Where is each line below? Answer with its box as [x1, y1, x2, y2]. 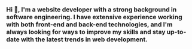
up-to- [166, 27, 187, 36]
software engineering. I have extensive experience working [6, 13, 182, 21]
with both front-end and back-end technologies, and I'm [6, 20, 173, 29]
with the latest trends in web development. [20, 35, 148, 44]
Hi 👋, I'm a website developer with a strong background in [6, 5, 177, 14]
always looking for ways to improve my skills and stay [6, 27, 166, 36]
